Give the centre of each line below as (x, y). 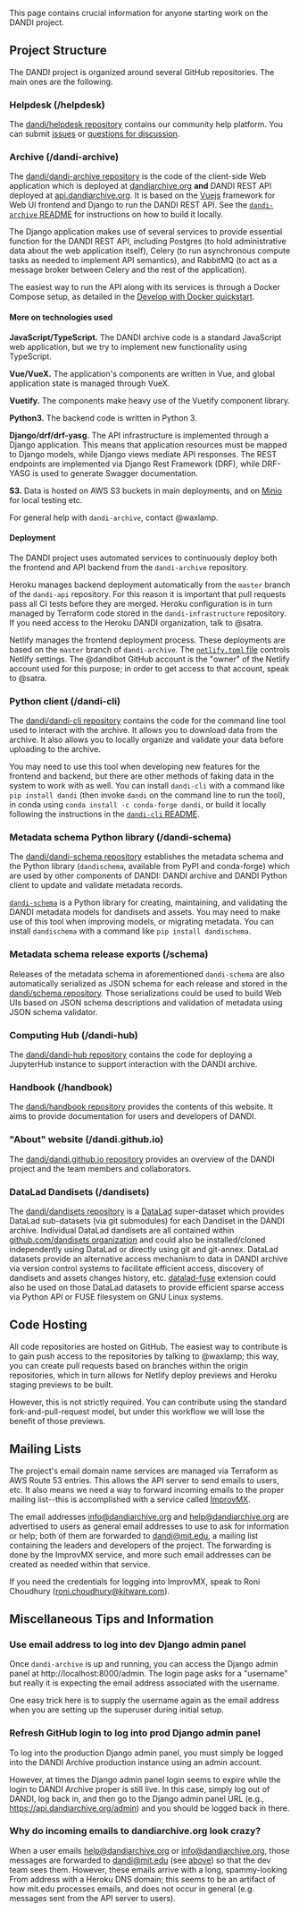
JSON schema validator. (54, 1011)
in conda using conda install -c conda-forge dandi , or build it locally (138, 805)
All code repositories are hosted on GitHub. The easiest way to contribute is (149, 1346)
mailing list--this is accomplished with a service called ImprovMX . (130, 1499)
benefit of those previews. (58, 1421)
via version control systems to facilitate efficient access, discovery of (137, 1268)
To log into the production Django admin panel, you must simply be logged (146, 1753)
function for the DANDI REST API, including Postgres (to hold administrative (148, 242)
